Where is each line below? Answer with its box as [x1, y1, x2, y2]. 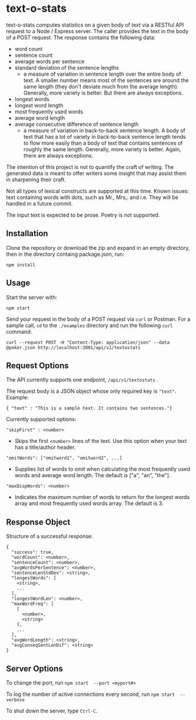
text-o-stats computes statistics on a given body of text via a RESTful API [6, 21, 184, 28]
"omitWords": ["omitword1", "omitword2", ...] [6, 455, 122, 461]
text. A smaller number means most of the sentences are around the [23, 76, 189, 84]
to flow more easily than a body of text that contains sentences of [23, 139, 184, 146]
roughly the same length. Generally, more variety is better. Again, [23, 145, 181, 152]
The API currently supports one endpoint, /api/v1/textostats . [6, 376, 159, 383]
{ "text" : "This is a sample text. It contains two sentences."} [6, 405, 172, 412]
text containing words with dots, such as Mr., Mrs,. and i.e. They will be [6, 194, 178, 201]
